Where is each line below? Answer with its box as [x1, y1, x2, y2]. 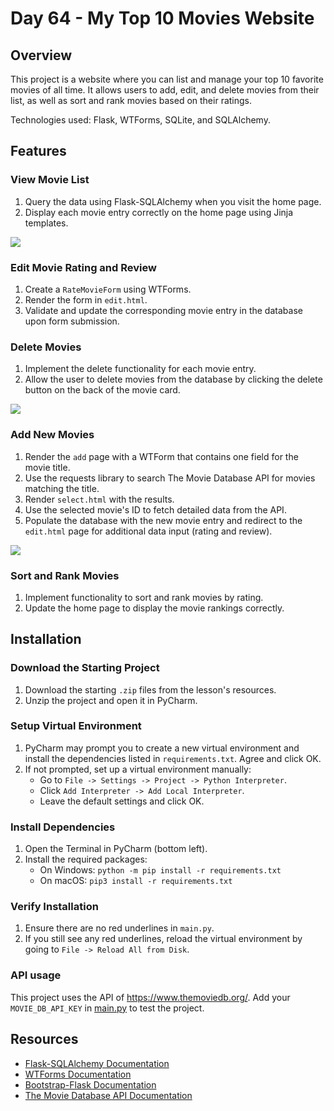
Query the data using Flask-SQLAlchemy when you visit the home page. [24, 195, 322, 207]
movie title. [24, 461, 71, 473]
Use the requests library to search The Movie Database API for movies [24, 472, 316, 484]
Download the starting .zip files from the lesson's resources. [24, 683, 277, 696]
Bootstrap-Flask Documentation [24, 1078, 157, 1091]
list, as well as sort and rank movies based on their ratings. [10, 95, 253, 106]
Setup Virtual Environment [10, 719, 142, 733]
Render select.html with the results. [24, 493, 175, 505]
